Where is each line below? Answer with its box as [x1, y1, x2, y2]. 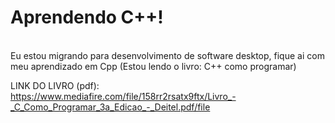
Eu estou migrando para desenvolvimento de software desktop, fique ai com [10, 49, 325, 61]
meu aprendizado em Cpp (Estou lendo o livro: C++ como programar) [10, 60, 297, 72]
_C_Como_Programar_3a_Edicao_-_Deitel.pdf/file [10, 101, 211, 113]
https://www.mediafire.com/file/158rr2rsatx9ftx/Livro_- [10, 90, 237, 102]
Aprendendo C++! [10, 6, 164, 29]
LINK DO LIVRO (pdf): [10, 79, 100, 91]
